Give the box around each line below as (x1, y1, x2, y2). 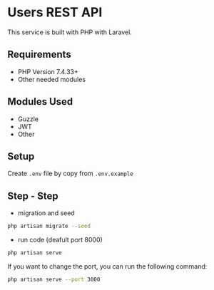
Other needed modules (17, 75, 86, 83)
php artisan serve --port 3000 (7, 276, 101, 283)
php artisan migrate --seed (7, 222, 91, 230)
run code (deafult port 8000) (17, 236, 103, 244)
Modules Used (7, 95, 73, 108)
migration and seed (17, 209, 75, 217)
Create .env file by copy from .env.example (7, 169, 133, 178)
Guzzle (17, 115, 39, 123)
